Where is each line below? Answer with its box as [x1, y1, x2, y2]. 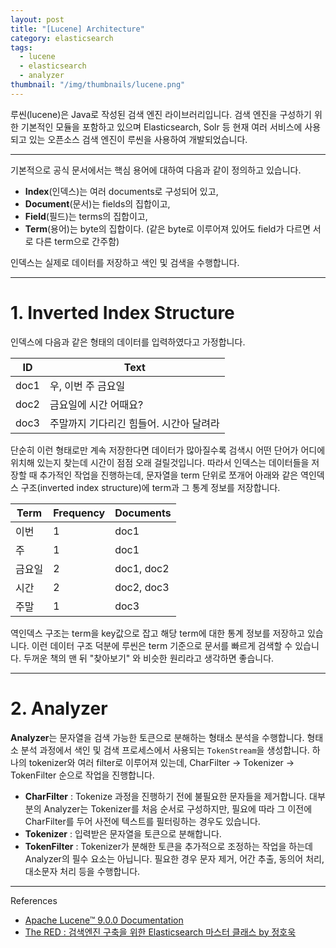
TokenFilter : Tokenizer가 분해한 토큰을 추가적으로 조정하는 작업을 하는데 [24, 840, 313, 852]
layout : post [10, 14, 65, 25]
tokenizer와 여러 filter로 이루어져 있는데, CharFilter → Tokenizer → [28, 756, 295, 768]
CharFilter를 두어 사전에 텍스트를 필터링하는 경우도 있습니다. [24, 815, 261, 827]
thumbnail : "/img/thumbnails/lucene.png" [10, 80, 186, 90]
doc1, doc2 [114, 561, 170, 575]
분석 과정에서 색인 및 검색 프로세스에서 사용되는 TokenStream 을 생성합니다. [20, 744, 310, 756]
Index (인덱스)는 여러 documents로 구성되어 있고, [24, 185, 219, 197]
